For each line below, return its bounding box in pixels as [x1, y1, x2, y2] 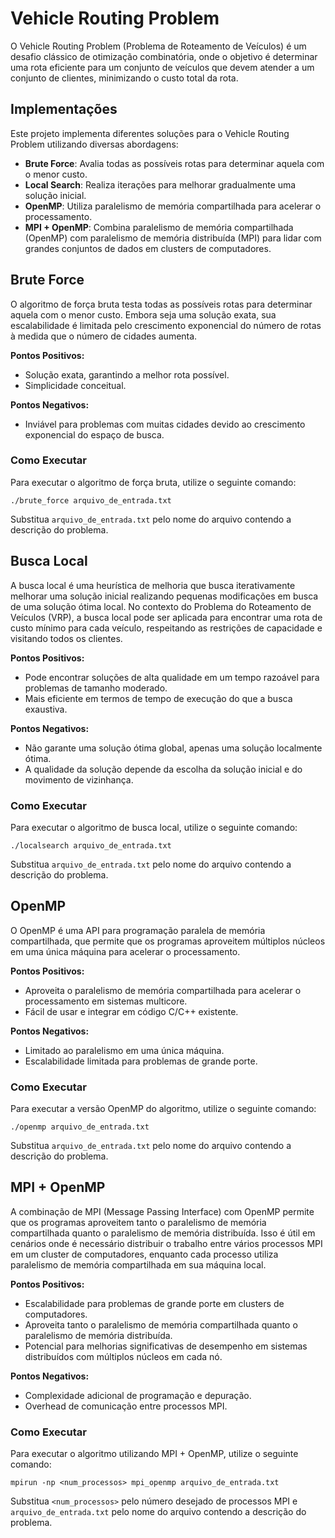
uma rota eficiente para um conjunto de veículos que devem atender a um [10, 61, 315, 73]
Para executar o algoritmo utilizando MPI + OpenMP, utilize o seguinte [10, 1448, 299, 1460]
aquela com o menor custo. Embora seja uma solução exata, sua [10, 308, 277, 321]
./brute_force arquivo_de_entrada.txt [10, 495, 172, 506]
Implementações [10, 101, 118, 118]
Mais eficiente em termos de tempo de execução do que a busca [24, 692, 293, 704]
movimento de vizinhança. [24, 773, 134, 786]
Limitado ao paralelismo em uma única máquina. [24, 1044, 225, 1056]
